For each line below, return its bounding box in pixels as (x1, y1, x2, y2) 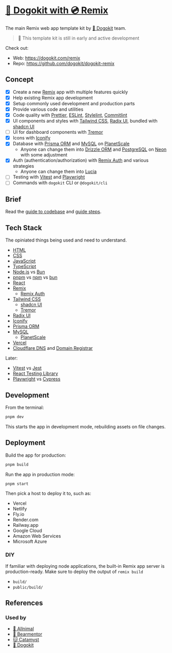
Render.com (12, 517, 39, 523)
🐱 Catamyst (12, 637, 40, 643)
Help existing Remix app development (12, 94, 93, 101)
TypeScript (12, 263, 36, 270)
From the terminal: (5, 404, 44, 410)
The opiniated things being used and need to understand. (5, 237, 127, 243)
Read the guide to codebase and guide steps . (5, 209, 102, 215)
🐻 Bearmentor (12, 631, 43, 637)
